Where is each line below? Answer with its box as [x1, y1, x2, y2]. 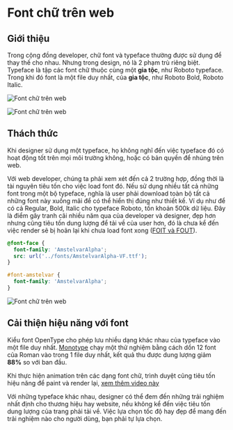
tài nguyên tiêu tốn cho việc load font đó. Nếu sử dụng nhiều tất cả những [7, 182, 219, 190]
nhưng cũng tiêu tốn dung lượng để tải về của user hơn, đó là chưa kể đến [7, 218, 219, 227]
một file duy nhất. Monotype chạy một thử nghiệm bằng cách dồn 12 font [7, 343, 217, 351]
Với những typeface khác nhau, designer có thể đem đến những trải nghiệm [7, 392, 225, 401]
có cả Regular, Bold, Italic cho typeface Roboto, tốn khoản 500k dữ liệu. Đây [7, 204, 226, 212]
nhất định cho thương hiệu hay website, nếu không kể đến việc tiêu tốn [7, 399, 211, 408]
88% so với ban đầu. [7, 358, 67, 366]
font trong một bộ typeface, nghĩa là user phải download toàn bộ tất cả [7, 189, 210, 198]
